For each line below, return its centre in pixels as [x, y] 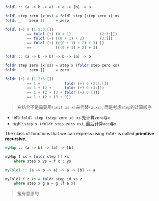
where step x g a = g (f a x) [45, 184]
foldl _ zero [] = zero [37, 20]
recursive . [16, 139]
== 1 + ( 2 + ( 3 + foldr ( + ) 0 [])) [63, 93]
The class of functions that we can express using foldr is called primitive [80, 133]
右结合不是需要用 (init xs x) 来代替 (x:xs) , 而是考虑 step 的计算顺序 [84, 107]
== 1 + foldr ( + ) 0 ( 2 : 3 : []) [68, 84]
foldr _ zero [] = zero [37, 70]
